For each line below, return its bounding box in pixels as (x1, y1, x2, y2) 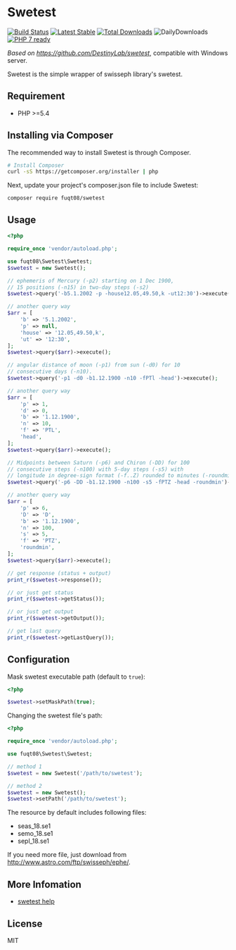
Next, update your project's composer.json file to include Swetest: (7, 181, 199, 190)
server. (7, 56, 28, 64)
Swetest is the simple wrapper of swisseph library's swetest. (7, 70, 183, 78)
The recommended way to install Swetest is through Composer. (7, 148, 191, 156)
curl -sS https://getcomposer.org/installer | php (7, 168, 159, 175)
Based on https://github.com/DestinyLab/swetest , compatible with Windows (7, 49, 228, 57)
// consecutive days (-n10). (7, 368, 93, 376)
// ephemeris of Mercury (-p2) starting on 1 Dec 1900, (7, 277, 174, 284)
